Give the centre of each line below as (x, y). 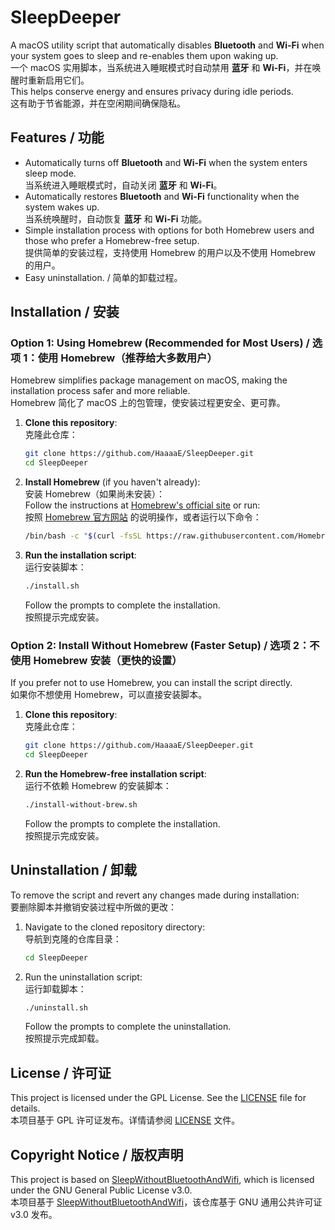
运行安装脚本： (55, 567)
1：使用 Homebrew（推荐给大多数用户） (120, 358)
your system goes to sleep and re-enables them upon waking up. (144, 55)
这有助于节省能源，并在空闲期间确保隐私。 (98, 103)
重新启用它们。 (58, 80)
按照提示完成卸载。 (64, 1038)
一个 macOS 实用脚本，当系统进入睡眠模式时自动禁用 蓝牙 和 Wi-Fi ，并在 (161, 67)
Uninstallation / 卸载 (73, 870)
